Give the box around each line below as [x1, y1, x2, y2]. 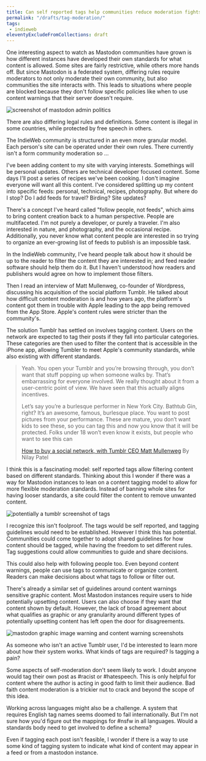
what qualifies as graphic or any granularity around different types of [6, 611, 181, 619]
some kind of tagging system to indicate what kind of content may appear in [6, 743, 199, 750]
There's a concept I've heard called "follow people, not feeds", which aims [6, 206, 194, 214]
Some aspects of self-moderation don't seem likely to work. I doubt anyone [6, 666, 197, 674]
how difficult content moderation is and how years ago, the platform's [6, 295, 183, 303]
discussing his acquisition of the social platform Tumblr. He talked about [6, 289, 188, 296]
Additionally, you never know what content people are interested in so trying [6, 232, 199, 240]
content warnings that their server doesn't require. [6, 95, 134, 102]
